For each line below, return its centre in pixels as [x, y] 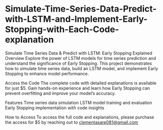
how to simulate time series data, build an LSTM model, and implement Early [81, 68]
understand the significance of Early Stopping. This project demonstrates [79, 63]
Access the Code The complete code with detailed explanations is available [81, 83]
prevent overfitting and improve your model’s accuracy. [60, 93]
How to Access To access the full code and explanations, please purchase [80, 117]
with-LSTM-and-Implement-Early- [76, 19]
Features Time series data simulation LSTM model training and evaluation [79, 102]
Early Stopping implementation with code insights [55, 108]
